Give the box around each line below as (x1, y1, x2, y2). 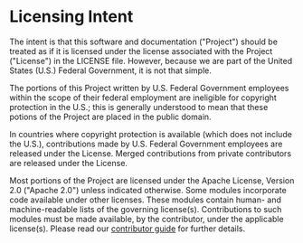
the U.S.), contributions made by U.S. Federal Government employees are (9, 138, 283, 149)
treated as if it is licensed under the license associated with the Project (9, 45, 273, 56)
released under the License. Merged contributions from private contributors (9, 147, 292, 159)
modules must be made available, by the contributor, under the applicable (9, 213, 284, 224)
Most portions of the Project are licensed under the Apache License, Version (9, 174, 295, 186)
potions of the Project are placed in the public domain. (9, 111, 212, 122)
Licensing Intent (9, 6, 134, 27)
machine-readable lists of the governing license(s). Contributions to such (9, 203, 282, 214)
